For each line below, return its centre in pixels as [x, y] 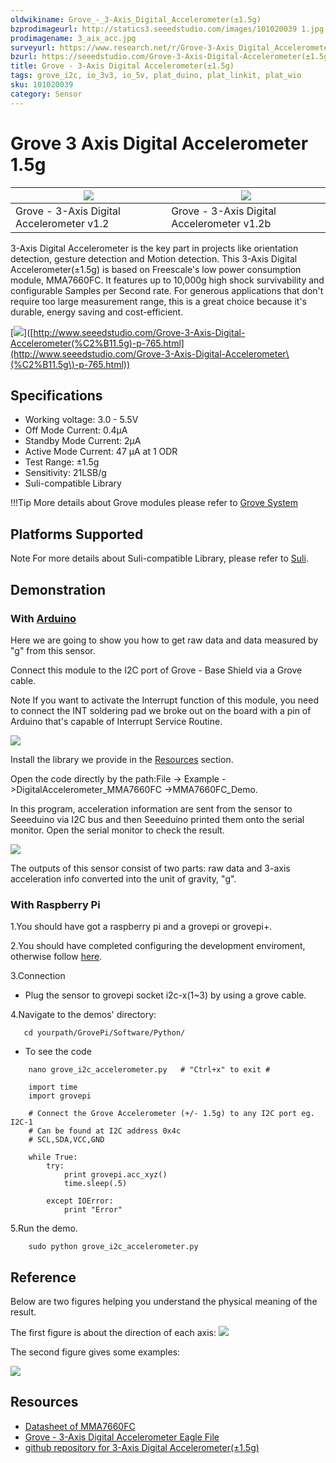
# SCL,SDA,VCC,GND [66, 1140]
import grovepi [60, 1096]
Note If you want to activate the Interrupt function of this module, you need [165, 700]
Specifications [56, 395]
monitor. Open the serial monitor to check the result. [117, 830]
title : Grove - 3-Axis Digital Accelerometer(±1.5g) [122, 66]
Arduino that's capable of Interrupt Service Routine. [116, 721]
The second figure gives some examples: [95, 1352]
